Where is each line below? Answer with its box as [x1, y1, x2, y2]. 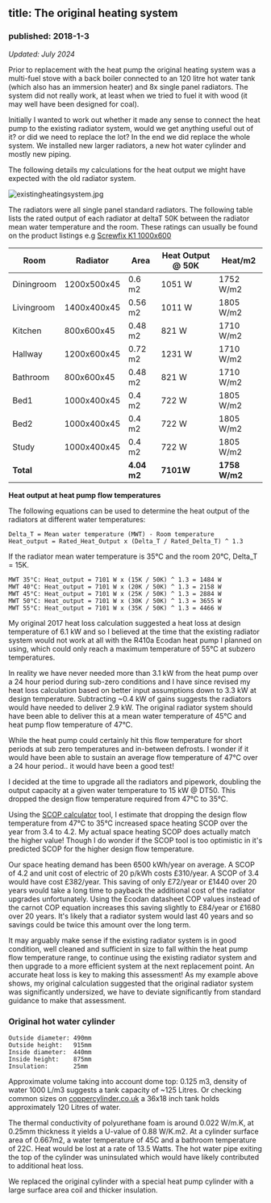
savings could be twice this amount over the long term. [8, 919, 191, 929]
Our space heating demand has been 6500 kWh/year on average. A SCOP [8, 859, 256, 869]
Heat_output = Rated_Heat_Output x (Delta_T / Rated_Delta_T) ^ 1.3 [8, 537, 244, 545]
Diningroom [12, 278, 56, 289]
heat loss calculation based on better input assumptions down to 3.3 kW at [8, 685, 256, 694]
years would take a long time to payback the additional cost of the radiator [8, 885, 256, 895]
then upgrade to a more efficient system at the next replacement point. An [8, 961, 255, 971]
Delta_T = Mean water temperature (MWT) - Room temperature [8, 530, 215, 538]
